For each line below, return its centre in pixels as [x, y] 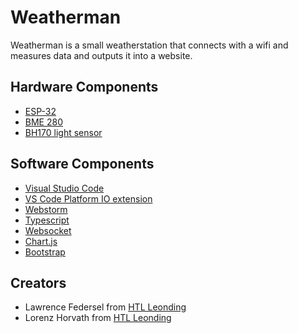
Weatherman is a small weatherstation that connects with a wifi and [149, 45]
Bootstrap [45, 252]
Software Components [82, 164]
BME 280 [43, 122]
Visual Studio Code [64, 188]
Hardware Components [84, 87]
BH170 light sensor [63, 132]
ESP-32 [40, 111]
